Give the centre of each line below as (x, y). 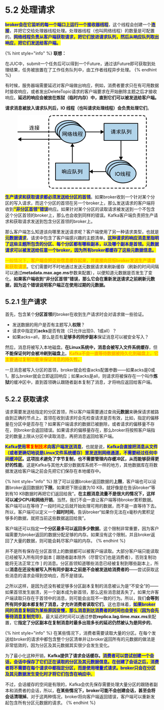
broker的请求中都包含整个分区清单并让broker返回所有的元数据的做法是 (84, 639)
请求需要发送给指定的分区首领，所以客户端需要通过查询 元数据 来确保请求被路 (82, 412)
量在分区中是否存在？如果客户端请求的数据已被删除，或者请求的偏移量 (76, 424)
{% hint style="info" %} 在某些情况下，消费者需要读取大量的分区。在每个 (79, 633)
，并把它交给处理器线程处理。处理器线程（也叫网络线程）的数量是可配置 (82, 30)
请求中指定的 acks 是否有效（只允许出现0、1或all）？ (64, 331)
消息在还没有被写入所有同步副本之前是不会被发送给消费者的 (69, 570)
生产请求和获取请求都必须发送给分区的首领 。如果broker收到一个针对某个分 (80, 197)
